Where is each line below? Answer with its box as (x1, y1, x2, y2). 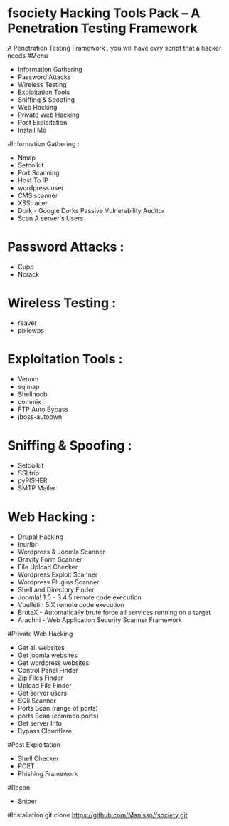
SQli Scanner (17, 696, 57, 705)
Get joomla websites (17, 651, 78, 659)
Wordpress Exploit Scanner (17, 570, 98, 579)
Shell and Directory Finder (17, 585, 95, 594)
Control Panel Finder (17, 666, 78, 674)
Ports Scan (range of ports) (17, 703, 98, 712)
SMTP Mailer (17, 483, 56, 492)
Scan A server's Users (17, 214, 84, 222)
